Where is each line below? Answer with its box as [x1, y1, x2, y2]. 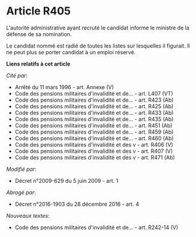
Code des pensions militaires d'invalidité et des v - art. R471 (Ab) [14, 153, 175, 161]
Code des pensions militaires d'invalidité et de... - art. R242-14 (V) [14, 224, 179, 231]
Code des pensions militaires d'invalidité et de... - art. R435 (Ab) [14, 115, 174, 123]
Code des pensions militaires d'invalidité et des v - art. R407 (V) [14, 147, 173, 155]
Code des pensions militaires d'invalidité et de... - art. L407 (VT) [14, 90, 173, 97]
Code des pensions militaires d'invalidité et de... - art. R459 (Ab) [14, 128, 174, 135]
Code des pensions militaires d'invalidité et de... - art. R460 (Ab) [14, 134, 174, 142]
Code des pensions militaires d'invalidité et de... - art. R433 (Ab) [14, 109, 174, 116]
